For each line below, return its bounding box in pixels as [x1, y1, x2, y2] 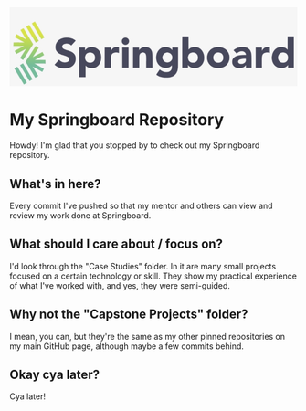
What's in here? [9, 176, 102, 192]
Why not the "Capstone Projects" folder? [9, 307, 248, 322]
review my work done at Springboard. [9, 210, 152, 221]
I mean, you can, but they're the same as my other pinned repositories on [9, 331, 286, 342]
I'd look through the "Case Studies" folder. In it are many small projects [9, 260, 277, 271]
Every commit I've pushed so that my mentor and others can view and [9, 200, 273, 212]
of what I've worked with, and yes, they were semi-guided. [9, 279, 231, 290]
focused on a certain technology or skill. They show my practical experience [9, 270, 297, 281]
